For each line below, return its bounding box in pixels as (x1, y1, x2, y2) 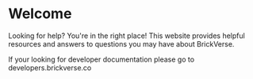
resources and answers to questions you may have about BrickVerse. (8, 39, 235, 48)
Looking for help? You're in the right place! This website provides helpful (8, 31, 246, 40)
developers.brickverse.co (8, 62, 92, 72)
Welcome (8, 5, 72, 23)
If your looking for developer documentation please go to (8, 55, 195, 64)
